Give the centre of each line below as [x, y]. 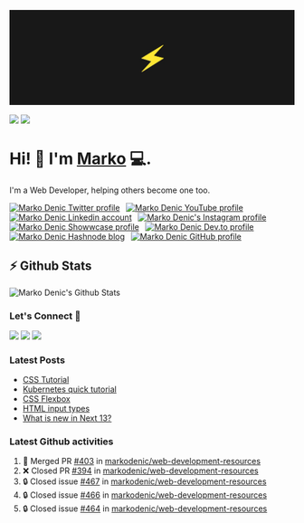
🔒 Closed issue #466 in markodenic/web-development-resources [145, 495]
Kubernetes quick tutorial [70, 389]
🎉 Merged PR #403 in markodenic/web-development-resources [141, 461]
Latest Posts [38, 360]
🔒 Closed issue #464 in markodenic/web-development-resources [145, 509]
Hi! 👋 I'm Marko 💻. [81, 159]
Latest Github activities [62, 442]
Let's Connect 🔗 [45, 316]
